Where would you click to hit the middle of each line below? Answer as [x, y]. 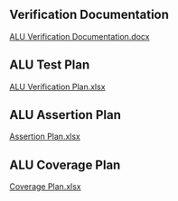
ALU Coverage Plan [65, 164]
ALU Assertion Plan [66, 115]
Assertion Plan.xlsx [45, 137]
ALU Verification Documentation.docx [80, 36]
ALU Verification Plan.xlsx [57, 87]
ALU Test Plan [50, 65]
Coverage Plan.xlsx [45, 187]
